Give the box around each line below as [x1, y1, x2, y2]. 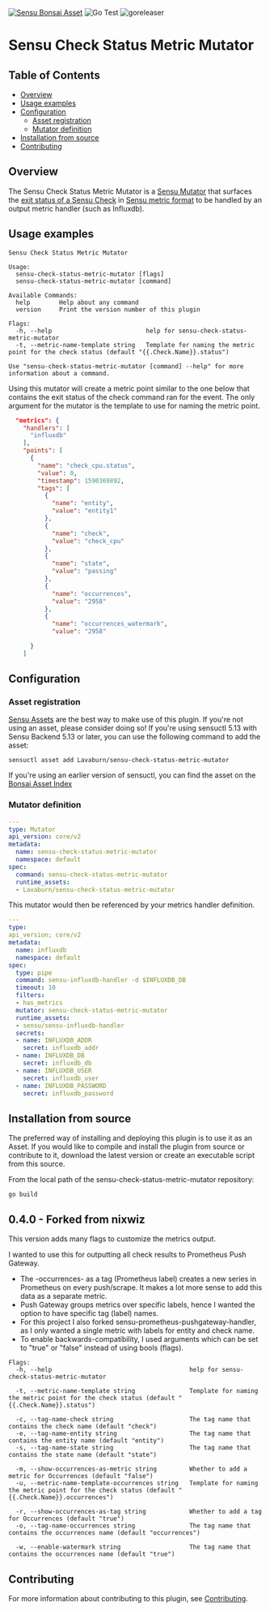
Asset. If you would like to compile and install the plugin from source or [8, 1142, 245, 1151]
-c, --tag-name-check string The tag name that [15, 1416, 251, 1424]
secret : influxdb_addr [23, 1044, 99, 1052]
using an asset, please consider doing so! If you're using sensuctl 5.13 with [8, 723, 257, 733]
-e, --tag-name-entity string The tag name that [15, 1429, 251, 1438]
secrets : [15, 1029, 45, 1037]
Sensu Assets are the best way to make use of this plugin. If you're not [8, 714, 244, 725]
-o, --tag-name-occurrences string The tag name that [15, 1522, 251, 1530]
